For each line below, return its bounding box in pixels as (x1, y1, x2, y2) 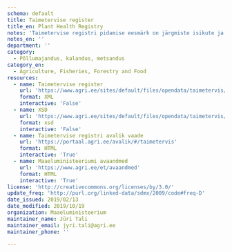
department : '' (7, 42, 51, 49)
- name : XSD (13, 106, 48, 113)
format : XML (19, 94, 54, 101)
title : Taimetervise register (7, 17, 95, 23)
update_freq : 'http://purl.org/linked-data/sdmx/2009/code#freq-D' (7, 190, 206, 197)
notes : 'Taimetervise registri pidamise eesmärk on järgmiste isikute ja (7, 29, 224, 37)
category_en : (7, 61, 45, 68)
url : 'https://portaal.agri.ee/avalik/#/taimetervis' (19, 139, 177, 146)
